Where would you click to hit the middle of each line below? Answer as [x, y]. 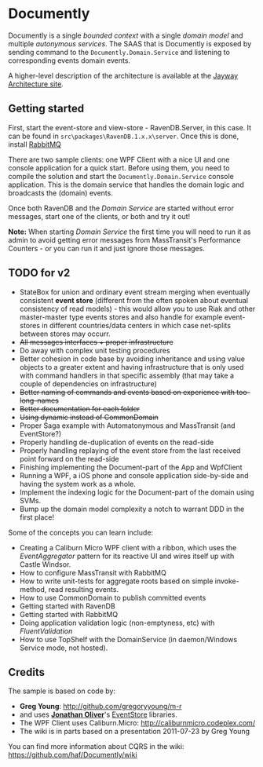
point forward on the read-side [69, 458]
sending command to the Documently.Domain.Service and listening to [119, 52]
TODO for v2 [39, 273]
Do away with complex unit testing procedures [95, 350]
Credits [27, 672]
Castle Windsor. [45, 564]
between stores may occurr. [65, 334]
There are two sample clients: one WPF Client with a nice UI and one [119, 159]
